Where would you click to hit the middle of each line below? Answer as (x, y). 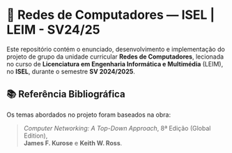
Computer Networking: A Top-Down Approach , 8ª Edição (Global (117, 128)
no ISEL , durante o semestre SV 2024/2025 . (71, 71)
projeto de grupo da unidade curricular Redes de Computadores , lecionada (115, 57)
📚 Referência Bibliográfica (66, 94)
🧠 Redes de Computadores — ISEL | (111, 15)
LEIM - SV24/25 (53, 30)
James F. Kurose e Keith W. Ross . (73, 143)
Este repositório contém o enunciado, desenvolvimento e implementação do (116, 49)
